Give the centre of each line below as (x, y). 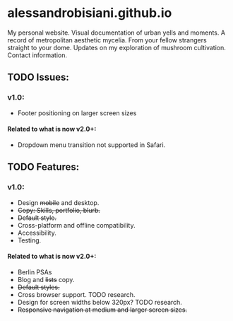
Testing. (29, 240)
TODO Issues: (38, 77)
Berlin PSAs (35, 272)
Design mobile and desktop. (58, 202)
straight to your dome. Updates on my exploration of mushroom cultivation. (116, 47)
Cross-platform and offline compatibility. (76, 225)
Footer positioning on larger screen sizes (77, 113)
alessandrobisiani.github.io (90, 13)
